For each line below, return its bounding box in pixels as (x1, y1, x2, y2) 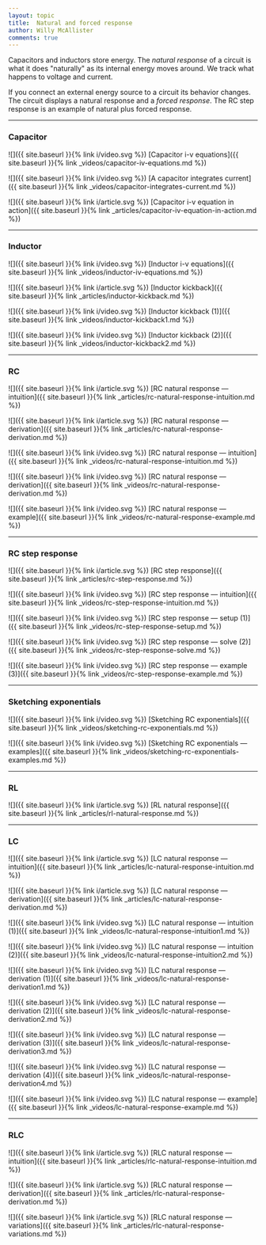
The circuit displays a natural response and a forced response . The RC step (8, 96, 255, 105)
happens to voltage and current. (8, 72, 113, 82)
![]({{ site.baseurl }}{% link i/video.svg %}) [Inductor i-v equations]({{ (8, 259, 234, 268)
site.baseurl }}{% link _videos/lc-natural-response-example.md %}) (18, 1103, 239, 1112)
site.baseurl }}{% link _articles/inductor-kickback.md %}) (8, 290, 195, 301)
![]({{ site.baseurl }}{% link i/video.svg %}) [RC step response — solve (8, 637, 237, 647)
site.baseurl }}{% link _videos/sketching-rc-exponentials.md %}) (8, 723, 219, 732)
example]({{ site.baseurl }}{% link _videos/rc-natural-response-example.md (8, 512, 256, 522)
